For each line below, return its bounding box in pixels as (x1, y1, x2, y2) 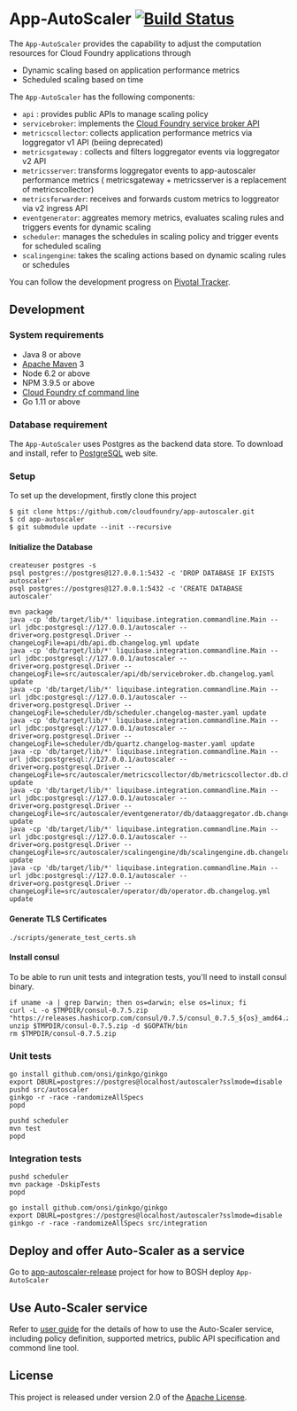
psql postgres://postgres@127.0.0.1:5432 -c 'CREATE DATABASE (9, 584, 243, 593)
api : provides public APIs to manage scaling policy (21, 108, 209, 119)
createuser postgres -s (9, 561, 97, 570)
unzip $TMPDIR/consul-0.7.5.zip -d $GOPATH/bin (9, 1021, 188, 1031)
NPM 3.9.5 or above (21, 377, 95, 388)
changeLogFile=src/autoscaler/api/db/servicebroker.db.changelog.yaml (9, 670, 275, 678)
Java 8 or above (21, 349, 81, 359)
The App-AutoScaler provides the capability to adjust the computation (9, 38, 262, 49)
